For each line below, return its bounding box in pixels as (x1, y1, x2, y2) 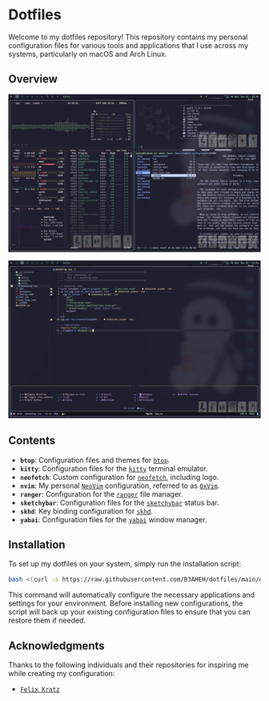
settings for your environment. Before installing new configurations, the (8, 598, 243, 608)
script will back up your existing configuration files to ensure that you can (8, 607, 251, 617)
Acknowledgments (8, 639, 106, 652)
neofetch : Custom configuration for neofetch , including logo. (19, 472, 219, 481)
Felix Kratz (19, 686, 60, 694)
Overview (8, 72, 58, 86)
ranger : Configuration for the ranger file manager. (19, 489, 183, 498)
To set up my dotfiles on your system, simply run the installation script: (8, 559, 242, 569)
